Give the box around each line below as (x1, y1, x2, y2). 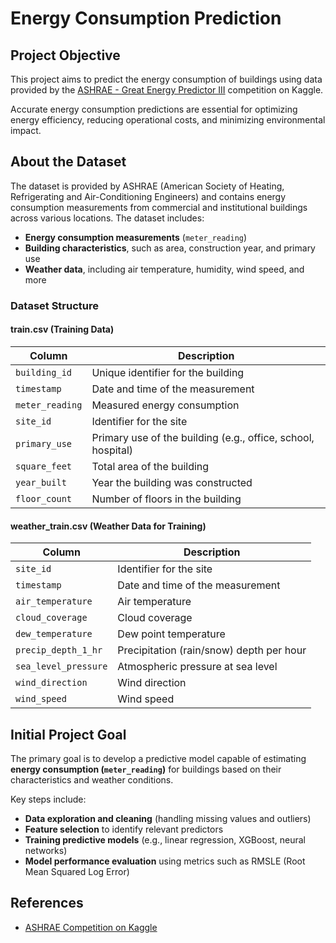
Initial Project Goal (10, 726, 127, 743)
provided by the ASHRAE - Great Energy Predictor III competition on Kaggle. (10, 84, 324, 96)
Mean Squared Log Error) (24, 865, 130, 877)
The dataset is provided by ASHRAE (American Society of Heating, (10, 180, 285, 192)
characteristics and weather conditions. (10, 773, 174, 786)
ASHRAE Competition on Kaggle (24, 921, 158, 933)
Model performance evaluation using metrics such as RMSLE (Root (24, 855, 306, 867)
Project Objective (10, 47, 121, 64)
